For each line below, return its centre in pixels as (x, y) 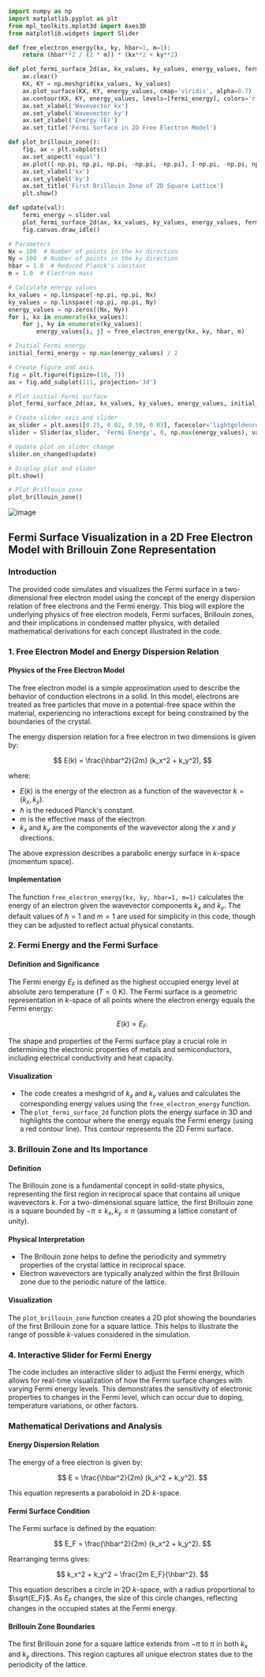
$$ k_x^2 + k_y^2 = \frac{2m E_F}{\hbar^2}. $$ (132, 1574)
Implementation (35, 879)
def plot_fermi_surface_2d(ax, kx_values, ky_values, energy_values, (125, 69)
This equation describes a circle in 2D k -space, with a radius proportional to (131, 1589)
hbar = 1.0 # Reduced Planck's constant (77, 266)
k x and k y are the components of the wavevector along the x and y (128, 828)
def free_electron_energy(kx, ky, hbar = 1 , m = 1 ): (90, 47)
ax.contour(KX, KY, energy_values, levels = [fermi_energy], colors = (135, 99)
